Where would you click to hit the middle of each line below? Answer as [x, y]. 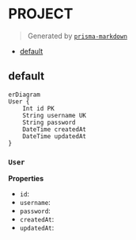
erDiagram [25, 95]
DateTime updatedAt [55, 136]
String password [49, 122]
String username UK [55, 115]
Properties [26, 179]
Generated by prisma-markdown [77, 36]
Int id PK [39, 108]
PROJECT [41, 14]
